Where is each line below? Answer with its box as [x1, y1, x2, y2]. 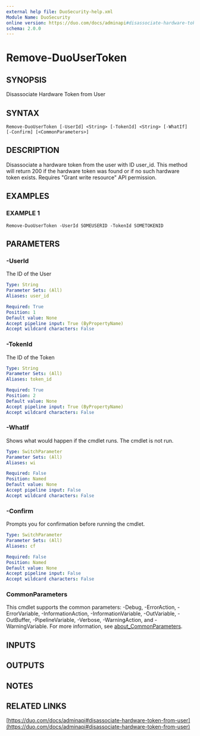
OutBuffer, [6, 617, 32, 624]
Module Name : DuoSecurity [6, 14, 70, 20]
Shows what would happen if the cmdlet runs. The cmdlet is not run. [6, 437, 174, 444]
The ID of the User [6, 270, 52, 278]
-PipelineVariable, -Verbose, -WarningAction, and [32, 617, 154, 624]
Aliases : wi [6, 459, 36, 466]
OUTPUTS [6, 661, 45, 671]
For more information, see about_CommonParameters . [49, 622, 183, 630]
